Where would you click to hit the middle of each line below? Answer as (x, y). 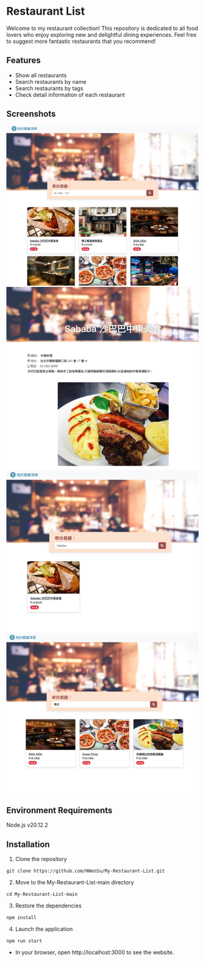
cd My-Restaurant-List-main (42, 895)
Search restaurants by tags (49, 88)
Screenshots (31, 114)
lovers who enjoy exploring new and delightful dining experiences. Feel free (102, 34)
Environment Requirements (59, 810)
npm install (21, 918)
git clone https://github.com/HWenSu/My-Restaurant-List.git (86, 871)
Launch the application (44, 929)
